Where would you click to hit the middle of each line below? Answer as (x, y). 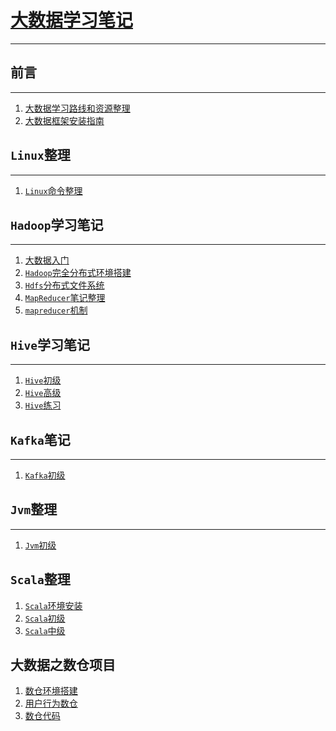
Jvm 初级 (40, 545)
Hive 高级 (43, 393)
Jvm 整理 (34, 509)
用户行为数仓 (51, 703)
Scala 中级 (45, 630)
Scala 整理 (40, 579)
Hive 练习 (43, 405)
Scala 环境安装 (53, 605)
